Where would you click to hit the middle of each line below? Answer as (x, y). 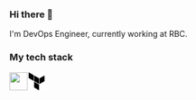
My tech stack (42, 58)
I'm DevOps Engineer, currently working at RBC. (98, 34)
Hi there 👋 (32, 14)
